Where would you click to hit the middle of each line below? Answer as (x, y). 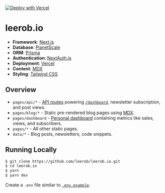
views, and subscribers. (37, 123)
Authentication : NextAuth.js (42, 58)
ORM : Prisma (26, 52)
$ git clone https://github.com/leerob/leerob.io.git (63, 161)
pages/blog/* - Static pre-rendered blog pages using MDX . (73, 113)
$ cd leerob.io (21, 166)
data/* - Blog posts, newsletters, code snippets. (62, 134)
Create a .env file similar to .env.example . (48, 185)
